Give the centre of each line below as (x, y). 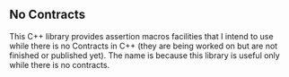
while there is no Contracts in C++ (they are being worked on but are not (144, 46)
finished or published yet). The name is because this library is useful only (144, 55)
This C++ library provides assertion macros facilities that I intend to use (141, 36)
